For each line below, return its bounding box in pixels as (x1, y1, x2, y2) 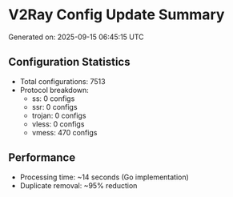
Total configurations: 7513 (19, 76, 106, 86)
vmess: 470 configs (31, 127, 98, 137)
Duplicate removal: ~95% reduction (19, 180, 138, 190)
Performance (8, 151, 76, 165)
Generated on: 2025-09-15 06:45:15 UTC (8, 32, 144, 42)
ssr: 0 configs (31, 102, 78, 111)
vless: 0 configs (31, 119, 85, 129)
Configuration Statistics (8, 55, 131, 69)
